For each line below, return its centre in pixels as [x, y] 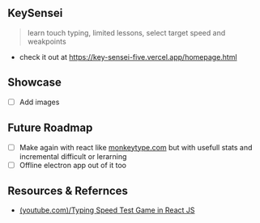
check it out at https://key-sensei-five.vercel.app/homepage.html [128, 57]
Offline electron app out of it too [73, 165]
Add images [39, 102]
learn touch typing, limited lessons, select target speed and [126, 32]
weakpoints [47, 41]
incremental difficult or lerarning [73, 156]
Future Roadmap [50, 128]
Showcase [35, 83]
